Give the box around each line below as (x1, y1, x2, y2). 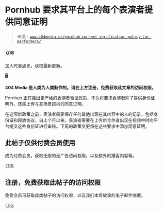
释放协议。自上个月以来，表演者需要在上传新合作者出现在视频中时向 (17, 117, 154, 123)
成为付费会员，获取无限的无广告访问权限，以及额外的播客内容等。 (5, 152, 137, 158)
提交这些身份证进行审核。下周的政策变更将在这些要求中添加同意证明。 (9, 123, 149, 129)
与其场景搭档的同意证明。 (34, 101, 86, 106)
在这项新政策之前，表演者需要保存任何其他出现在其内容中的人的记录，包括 (5, 111, 154, 117)
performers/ (16, 39, 41, 44)
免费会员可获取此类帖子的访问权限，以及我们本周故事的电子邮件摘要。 (5, 192, 146, 198)
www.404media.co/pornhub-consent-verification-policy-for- (30, 34, 152, 39)
